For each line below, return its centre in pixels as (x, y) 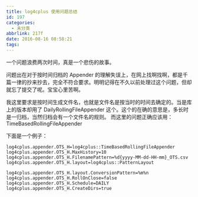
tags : (13, 45)
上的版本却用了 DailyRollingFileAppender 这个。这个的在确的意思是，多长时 (97, 109)
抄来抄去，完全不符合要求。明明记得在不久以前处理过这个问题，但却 (109, 82)
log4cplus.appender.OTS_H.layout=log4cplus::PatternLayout (80, 162)
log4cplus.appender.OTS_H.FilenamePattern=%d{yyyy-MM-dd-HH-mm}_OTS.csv (97, 157)
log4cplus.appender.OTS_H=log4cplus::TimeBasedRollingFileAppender (91, 147)
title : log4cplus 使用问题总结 (42, 12)
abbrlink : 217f (25, 34)
